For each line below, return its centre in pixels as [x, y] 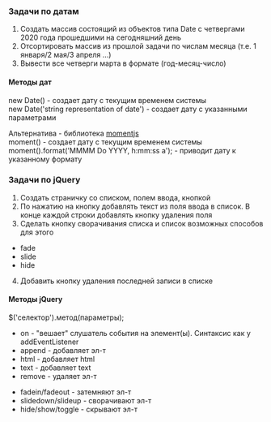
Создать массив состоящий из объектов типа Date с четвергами [132, 29]
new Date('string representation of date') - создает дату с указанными [128, 109]
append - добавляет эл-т [63, 350]
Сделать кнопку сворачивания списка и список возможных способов [142, 223]
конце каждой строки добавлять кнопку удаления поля [116, 215]
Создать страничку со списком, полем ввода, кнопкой [115, 197]
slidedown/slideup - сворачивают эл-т [86, 400]
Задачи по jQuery [44, 180]
